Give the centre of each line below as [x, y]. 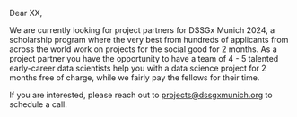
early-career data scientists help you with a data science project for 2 [138, 68]
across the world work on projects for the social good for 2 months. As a [144, 49]
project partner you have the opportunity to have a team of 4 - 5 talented [144, 58]
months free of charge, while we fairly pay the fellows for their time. [135, 78]
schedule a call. [38, 104]
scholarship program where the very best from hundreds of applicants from [149, 40]
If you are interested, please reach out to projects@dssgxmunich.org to [141, 95]
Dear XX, [26, 13]
